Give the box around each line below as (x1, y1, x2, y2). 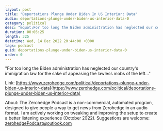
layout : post (5, 7, 32, 12)
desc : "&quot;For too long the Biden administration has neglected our (5, 25, 153, 30)
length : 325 (5, 34, 29, 39)
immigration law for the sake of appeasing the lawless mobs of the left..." (5, 71, 151, 77)
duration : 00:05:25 (5, 30, 45, 34)
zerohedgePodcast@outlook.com (5, 120, 72, 126)
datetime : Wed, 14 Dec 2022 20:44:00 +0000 (5, 39, 95, 44)
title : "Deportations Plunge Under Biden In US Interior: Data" (5, 12, 138, 16)
